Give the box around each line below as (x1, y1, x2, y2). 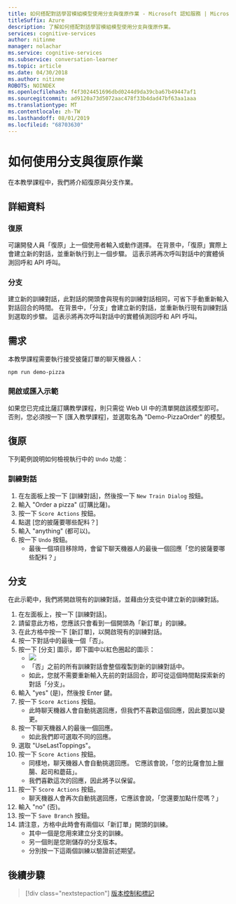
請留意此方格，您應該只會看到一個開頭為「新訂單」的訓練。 (18, 619, 190, 627)
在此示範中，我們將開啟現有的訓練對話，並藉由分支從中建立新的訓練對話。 (8, 595, 223, 604)
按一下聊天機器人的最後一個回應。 (18, 724, 117, 732)
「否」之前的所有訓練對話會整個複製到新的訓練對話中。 (28, 663, 188, 671)
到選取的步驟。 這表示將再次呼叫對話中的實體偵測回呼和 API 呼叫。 (8, 312, 202, 321)
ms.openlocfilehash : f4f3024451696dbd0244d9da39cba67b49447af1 (8, 88, 197, 95)
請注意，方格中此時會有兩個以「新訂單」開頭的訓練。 (18, 820, 172, 829)
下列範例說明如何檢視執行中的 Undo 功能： (8, 455, 129, 463)
